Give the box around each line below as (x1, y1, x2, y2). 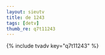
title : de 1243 (6, 15, 45, 21)
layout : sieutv (6, 8, 45, 15)
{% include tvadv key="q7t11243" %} (6, 42, 99, 50)
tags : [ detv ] (6, 20, 39, 26)
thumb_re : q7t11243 (6, 25, 56, 32)
